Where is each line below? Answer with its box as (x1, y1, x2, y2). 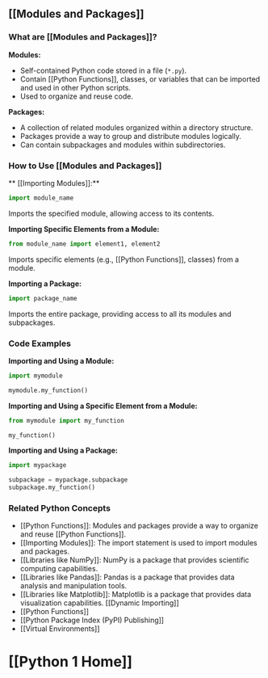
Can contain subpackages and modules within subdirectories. (19, 140, 226, 149)
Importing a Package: (8, 279, 82, 288)
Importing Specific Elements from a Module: (8, 224, 160, 234)
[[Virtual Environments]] (19, 624, 100, 634)
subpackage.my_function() (8, 483, 95, 492)
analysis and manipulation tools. (19, 581, 128, 591)
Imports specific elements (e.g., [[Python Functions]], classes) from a (8, 255, 240, 264)
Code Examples (8, 338, 71, 349)
